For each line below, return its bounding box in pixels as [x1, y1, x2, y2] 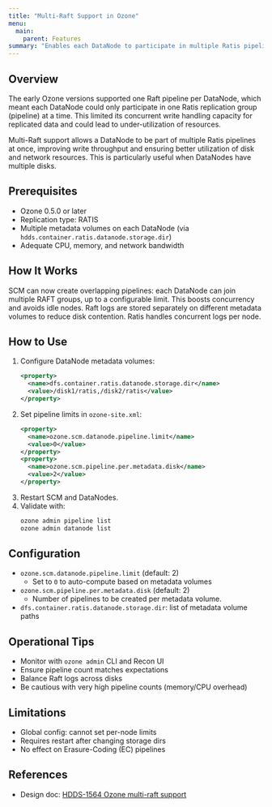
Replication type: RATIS [19, 214, 99, 224]
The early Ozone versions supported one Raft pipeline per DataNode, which [8, 93, 261, 103]
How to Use [8, 334, 68, 349]
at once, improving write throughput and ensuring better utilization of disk [8, 144, 255, 153]
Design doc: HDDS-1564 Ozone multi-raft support [19, 789, 187, 799]
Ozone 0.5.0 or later [19, 206, 87, 216]
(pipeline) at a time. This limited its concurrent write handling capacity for [8, 110, 253, 120]
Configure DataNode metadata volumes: [19, 356, 155, 366]
